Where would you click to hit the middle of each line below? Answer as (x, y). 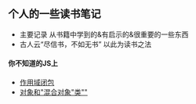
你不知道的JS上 (33, 63)
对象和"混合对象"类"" (53, 92)
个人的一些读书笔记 (54, 14)
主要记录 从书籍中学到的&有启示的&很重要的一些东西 (104, 34)
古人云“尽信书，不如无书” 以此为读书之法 (85, 44)
